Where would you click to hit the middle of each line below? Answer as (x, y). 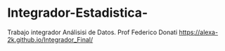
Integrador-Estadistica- (78, 13)
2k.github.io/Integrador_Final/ (50, 39)
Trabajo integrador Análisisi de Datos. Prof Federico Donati (92, 32)
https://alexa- (199, 32)
